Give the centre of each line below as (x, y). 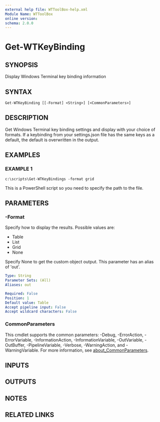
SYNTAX (19, 92)
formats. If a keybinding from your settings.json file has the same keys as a (80, 134)
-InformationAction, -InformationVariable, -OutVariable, (89, 340)
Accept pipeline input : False (36, 307)
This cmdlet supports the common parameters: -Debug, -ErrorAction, (74, 335)
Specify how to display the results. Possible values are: (60, 227)
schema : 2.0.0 (19, 23)
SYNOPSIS (22, 65)
